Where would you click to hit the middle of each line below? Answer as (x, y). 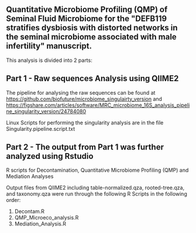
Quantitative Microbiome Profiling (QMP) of (87, 10)
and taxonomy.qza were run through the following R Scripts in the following (97, 194)
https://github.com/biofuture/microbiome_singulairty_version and (84, 99)
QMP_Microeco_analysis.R (47, 218)
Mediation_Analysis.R (40, 224)
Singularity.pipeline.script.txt (41, 128)
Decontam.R (30, 211)
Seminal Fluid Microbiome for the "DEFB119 (87, 19)
